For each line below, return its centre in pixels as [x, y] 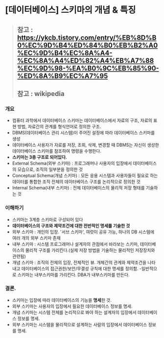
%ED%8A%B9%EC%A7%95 [62, 76]
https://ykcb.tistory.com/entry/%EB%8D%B [87, 37]
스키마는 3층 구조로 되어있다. [40, 157]
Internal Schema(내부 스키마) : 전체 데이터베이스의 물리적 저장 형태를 [79, 188]
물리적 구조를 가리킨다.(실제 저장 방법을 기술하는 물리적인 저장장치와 [90, 250]
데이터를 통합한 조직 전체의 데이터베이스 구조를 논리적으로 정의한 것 [76, 182]
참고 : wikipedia [41, 94]
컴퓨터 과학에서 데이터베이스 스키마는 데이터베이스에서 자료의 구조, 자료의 [82, 121]
